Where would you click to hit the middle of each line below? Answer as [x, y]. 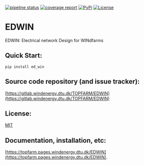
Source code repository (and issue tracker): [72, 82]
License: [18, 113]
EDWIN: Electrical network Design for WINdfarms [54, 40]
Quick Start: [24, 56]
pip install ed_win [25, 67]
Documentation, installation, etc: [56, 140]
